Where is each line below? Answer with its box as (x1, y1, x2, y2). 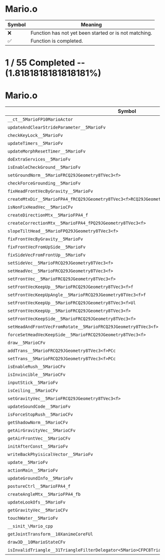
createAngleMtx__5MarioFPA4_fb (7, 492, 81, 497)
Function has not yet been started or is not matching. (30, 29, 152, 36)
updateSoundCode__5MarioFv (7, 404, 71, 409)
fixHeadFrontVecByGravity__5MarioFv (7, 188, 93, 194)
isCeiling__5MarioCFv (7, 388, 58, 394)
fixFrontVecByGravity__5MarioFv (7, 237, 83, 242)
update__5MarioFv (7, 460, 48, 465)
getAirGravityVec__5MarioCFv (7, 428, 76, 433)
